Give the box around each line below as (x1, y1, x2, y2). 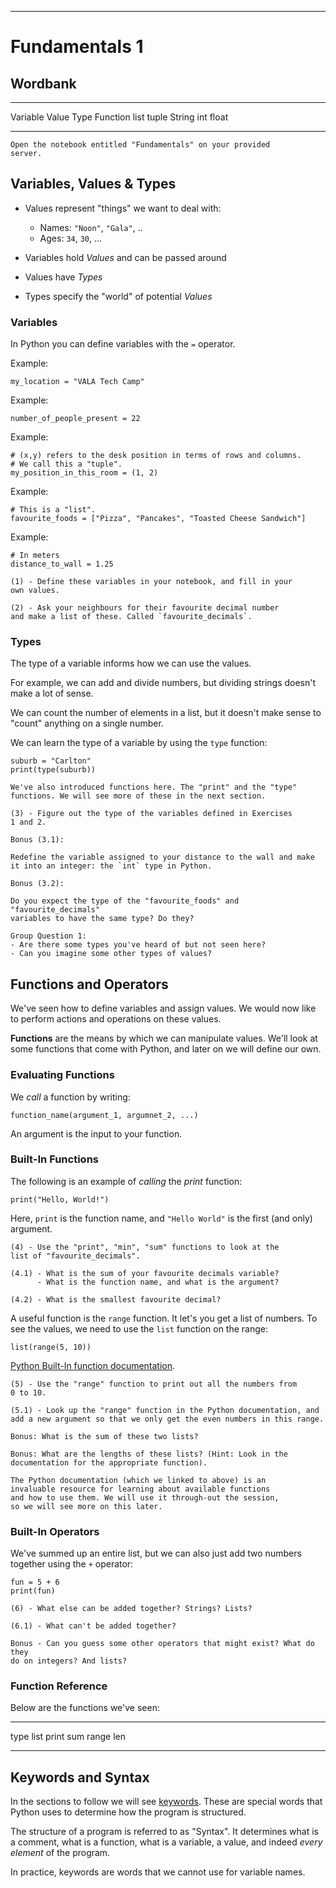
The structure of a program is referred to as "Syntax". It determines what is (10, 1826, 319, 1838)
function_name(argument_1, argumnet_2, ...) (10, 1110, 199, 1120)
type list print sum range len (10, 1731, 127, 1743)
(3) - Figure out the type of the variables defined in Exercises (10, 809, 293, 819)
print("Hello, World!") (10, 1194, 110, 1205)
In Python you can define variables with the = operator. (10, 338, 236, 350)
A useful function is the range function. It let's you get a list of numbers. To (10, 1312, 318, 1324)
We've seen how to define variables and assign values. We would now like (10, 1002, 317, 1015)
